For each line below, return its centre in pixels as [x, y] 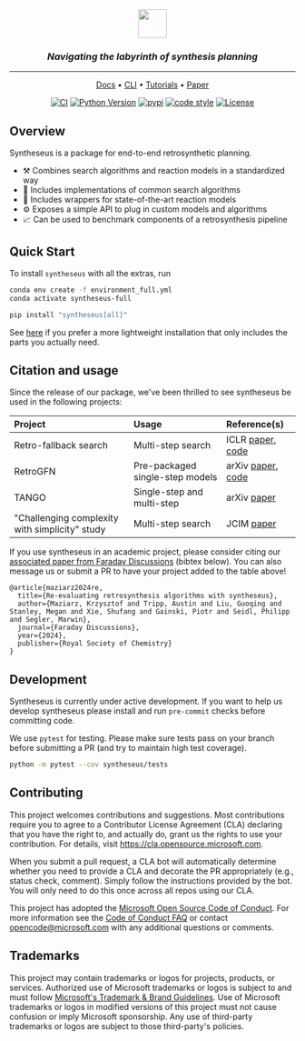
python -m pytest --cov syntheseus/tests [89, 765]
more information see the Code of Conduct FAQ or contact [119, 917]
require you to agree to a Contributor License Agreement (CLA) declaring [146, 824]
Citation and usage [64, 370]
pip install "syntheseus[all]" [69, 315]
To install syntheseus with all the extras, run [90, 273]
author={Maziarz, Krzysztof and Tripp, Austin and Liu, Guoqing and [150, 604]
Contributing [46, 793]
